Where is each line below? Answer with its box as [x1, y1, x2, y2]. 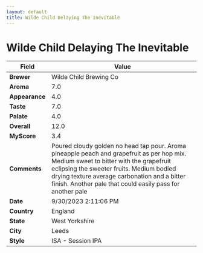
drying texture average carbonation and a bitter [51, 172, 186, 181]
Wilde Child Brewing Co [51, 73, 119, 81]
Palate [9, 112, 28, 121]
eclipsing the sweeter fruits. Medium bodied [51, 164, 176, 173]
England [51, 207, 75, 215]
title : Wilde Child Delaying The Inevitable [6, 15, 120, 21]
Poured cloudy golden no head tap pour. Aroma [51, 142, 186, 150]
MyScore [9, 132, 36, 140]
